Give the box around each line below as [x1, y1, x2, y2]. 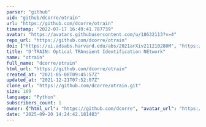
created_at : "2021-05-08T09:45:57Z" [6, 71, 100, 78]
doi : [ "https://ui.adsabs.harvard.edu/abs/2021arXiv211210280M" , [6, 43, 177, 49]
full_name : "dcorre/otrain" [6, 60, 78, 66]
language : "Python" [6, 94, 56, 100]
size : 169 [6, 89, 32, 95]
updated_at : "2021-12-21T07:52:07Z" [6, 77, 100, 83]
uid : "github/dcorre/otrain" [6, 15, 81, 21]
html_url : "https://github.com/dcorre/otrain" [6, 65, 128, 72]
